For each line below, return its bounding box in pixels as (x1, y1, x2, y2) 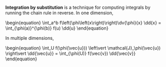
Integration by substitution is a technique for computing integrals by (5, 5, 151, 10)
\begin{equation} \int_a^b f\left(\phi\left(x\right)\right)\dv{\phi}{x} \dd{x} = (5, 20, 162, 26)
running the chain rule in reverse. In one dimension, (5, 10, 113, 16)
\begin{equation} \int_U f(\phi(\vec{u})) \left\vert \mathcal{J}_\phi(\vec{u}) (5, 45, 161, 51)
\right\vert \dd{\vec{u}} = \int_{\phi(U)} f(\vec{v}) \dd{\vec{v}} (5, 51, 136, 56)
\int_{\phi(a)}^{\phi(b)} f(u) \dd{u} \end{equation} (5, 25, 109, 31)
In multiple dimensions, (5, 35, 54, 41)
